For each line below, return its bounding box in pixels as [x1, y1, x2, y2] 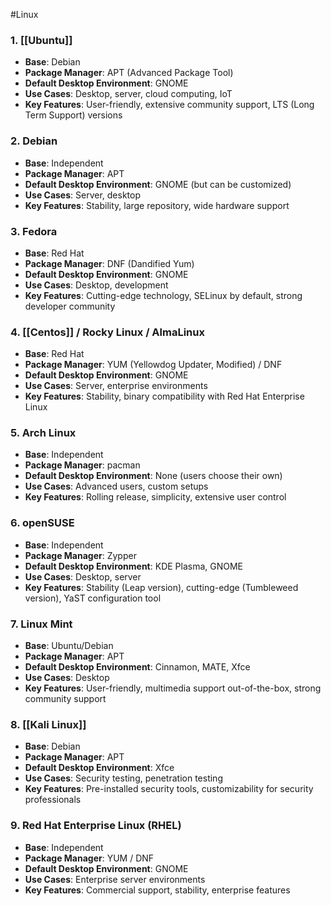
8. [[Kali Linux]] [10, 718, 87, 731]
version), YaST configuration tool [24, 592, 162, 604]
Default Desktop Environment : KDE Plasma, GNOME [24, 560, 244, 572]
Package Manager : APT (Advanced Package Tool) [24, 67, 234, 79]
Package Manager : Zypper [24, 549, 137, 561]
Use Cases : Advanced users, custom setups [24, 480, 209, 493]
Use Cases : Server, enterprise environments [24, 380, 208, 392]
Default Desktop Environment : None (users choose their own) [24, 470, 283, 482]
